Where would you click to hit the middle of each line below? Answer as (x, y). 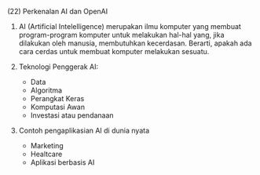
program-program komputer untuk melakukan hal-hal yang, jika (121, 35)
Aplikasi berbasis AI (62, 162)
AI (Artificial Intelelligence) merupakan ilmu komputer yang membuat (130, 26)
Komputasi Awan (58, 107)
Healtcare (46, 154)
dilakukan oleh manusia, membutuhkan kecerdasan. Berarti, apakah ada (135, 43)
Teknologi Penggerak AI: (59, 67)
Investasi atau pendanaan (72, 115)
